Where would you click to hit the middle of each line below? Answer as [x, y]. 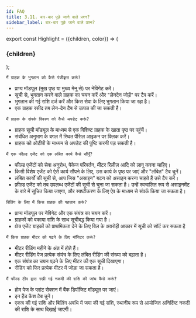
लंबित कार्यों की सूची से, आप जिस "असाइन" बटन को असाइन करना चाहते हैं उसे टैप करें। [97, 178]
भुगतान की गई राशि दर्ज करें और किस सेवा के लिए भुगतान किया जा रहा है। [82, 101]
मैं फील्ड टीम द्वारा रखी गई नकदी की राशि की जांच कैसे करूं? [61, 279]
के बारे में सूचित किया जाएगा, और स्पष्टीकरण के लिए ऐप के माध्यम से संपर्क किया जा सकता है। [100, 191]
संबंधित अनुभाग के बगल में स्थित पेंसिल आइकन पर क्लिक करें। [72, 136]
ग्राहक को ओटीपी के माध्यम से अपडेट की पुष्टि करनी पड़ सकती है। [75, 143]
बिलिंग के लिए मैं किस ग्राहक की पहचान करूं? [47, 202]
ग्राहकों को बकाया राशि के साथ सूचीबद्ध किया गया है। [62, 219]
